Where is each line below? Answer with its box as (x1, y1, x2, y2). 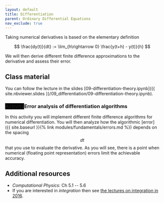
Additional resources (5, 169, 70, 178)
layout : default (5, 7, 38, 12)
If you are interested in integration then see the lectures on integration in (12, 188, 159, 194)
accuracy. (5, 155, 25, 161)
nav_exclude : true (5, 21, 43, 26)
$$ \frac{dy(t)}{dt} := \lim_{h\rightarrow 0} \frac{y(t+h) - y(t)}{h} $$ (14, 44, 151, 49)
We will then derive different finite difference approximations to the (5, 53, 140, 59)
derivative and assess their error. (5, 58, 72, 64)
